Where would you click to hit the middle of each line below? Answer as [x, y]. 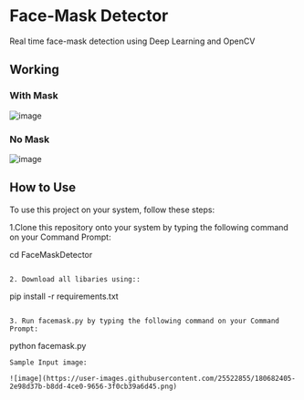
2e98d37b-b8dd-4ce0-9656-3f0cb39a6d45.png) [94, 386]
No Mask [30, 139]
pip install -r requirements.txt [64, 296]
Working [34, 70]
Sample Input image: [49, 362]
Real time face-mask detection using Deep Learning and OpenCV [132, 41]
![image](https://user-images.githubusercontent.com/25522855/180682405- [153, 378]
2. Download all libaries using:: [75, 279]
